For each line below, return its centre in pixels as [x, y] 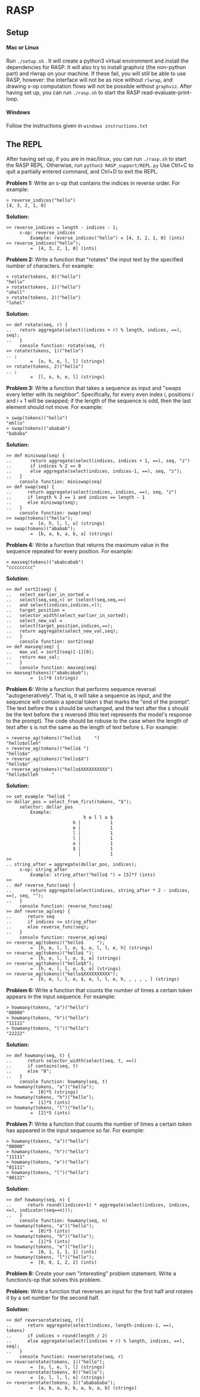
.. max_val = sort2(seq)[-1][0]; [50, 652]
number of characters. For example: [50, 265]
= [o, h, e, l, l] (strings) [68, 361]
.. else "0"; [29, 1071]
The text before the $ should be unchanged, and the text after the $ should [97, 708]
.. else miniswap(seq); [42, 502]
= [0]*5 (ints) [50, 1231]
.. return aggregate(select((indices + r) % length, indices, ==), [94, 330]
